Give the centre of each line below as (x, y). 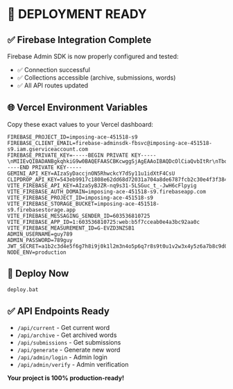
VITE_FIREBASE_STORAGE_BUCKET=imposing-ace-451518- (83, 204)
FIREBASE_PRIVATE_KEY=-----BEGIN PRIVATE (68, 155)
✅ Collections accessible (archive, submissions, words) (96, 78)
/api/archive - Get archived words (67, 335)
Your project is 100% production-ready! (66, 378)
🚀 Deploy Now (38, 274)
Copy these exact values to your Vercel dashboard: (80, 124)
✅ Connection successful (53, 70)
